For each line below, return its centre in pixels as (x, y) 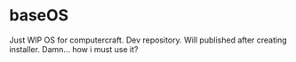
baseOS (39, 15)
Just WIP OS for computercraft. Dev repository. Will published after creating (148, 40)
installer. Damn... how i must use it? (74, 49)
